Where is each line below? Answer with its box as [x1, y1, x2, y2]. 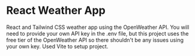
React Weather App [6, 4, 106, 17]
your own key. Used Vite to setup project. [6, 43, 109, 50]
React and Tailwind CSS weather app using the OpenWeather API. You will [6, 23, 190, 31]
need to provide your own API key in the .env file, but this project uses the [6, 30, 189, 37]
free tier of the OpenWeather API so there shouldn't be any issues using [6, 36, 184, 43]
